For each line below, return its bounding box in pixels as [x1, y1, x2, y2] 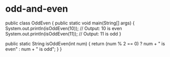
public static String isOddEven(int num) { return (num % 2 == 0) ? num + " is [5, 40, 165, 46]
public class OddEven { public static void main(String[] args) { [5, 20, 135, 26]
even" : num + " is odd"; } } [5, 46, 62, 52]
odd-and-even [5, 3, 68, 15]
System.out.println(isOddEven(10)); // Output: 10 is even [5, 25, 122, 31]
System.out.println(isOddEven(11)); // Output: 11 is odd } [5, 31, 121, 37]
